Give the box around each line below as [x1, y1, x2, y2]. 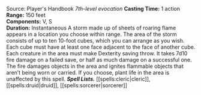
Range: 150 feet [6, 11, 46, 19]
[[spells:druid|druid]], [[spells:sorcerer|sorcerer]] [6, 82, 128, 89]
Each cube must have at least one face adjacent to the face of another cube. [6, 43, 196, 51]
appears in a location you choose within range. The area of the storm [6, 31, 177, 38]
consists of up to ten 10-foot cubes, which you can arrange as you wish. [6, 37, 185, 44]
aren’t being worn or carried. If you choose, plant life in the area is [6, 69, 170, 76]
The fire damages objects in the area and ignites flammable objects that [6, 63, 184, 70]
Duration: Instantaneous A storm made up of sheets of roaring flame [6, 24, 176, 31]
